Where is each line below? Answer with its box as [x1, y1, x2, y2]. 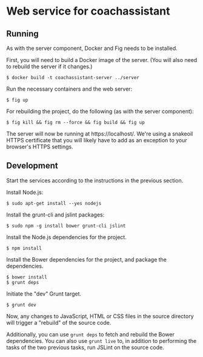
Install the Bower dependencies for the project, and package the [6, 255, 167, 263]
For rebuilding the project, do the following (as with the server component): [6, 108, 194, 115]
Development [6, 161, 59, 171]
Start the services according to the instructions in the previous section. [6, 176, 184, 184]
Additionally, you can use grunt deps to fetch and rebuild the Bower [6, 330, 175, 338]
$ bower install [6, 274, 47, 280]
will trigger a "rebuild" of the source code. [6, 319, 111, 326]
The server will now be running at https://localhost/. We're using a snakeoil [6, 130, 193, 137]
